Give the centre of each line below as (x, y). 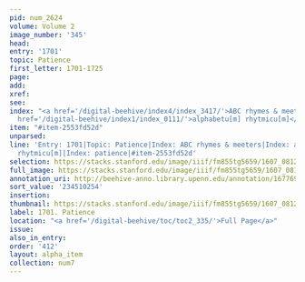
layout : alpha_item (46, 255)
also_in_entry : (38, 237)
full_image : (32, 170)
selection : (30, 161)
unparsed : (28, 136)
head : (20, 43)
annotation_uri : (40, 178)
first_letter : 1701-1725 (56, 69)
